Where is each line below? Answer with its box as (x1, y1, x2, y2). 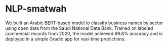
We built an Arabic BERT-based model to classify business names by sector (5, 20, 163, 26)
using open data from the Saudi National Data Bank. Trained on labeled (5, 25, 153, 31)
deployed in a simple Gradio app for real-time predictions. (5, 36, 125, 42)
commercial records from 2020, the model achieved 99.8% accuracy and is (5, 30, 163, 36)
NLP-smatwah (5, 3, 67, 15)
